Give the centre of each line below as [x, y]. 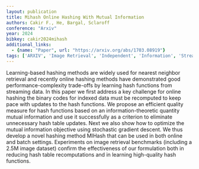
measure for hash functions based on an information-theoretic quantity [93, 110]
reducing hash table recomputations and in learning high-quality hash [91, 154]
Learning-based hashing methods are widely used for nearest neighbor [93, 72]
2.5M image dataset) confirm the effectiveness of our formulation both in [95, 148]
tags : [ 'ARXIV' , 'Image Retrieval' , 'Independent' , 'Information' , [91, 56]
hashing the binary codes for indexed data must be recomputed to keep [94, 98]
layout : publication [32, 12]
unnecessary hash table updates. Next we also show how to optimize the [95, 123]
